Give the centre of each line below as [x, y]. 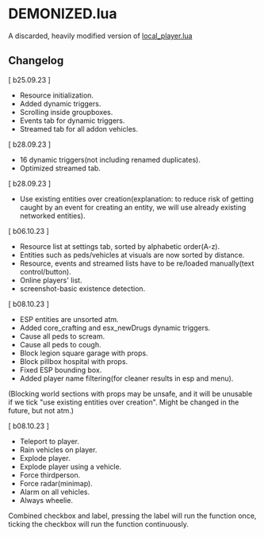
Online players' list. [51, 280]
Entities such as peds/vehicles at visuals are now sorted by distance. [132, 255]
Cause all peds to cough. [60, 344]
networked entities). [52, 216]
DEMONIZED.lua [63, 14]
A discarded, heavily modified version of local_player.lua [100, 36]
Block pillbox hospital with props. [74, 361]
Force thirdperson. [50, 475]
